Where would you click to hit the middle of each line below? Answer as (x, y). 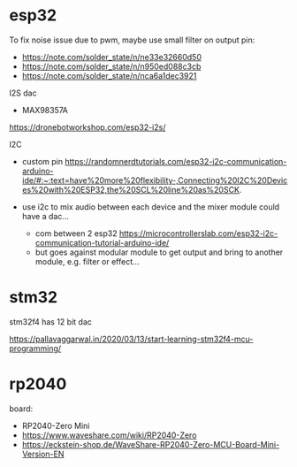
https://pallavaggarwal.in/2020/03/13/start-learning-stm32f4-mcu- (131, 339)
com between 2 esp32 (76, 233)
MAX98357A (45, 110)
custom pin (42, 161)
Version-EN (43, 454)
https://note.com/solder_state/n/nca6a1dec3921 (109, 75)
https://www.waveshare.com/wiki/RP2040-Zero (109, 435)
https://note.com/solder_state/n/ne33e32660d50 (111, 57)
